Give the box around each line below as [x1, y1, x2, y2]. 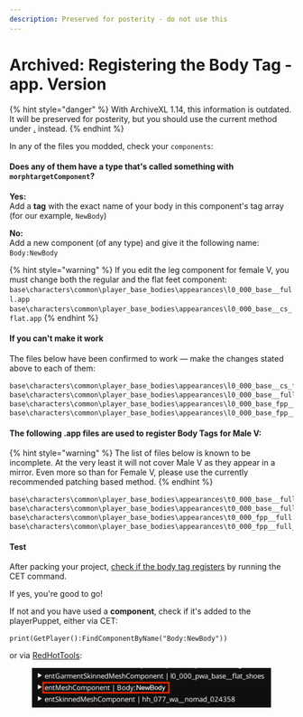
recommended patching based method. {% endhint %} [9, 476, 214, 487]
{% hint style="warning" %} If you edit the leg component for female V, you [9, 264, 290, 275]
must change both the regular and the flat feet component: [9, 274, 227, 285]
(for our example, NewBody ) [9, 210, 107, 221]
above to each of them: [9, 363, 96, 373]
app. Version [9, 73, 106, 94]
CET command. [9, 571, 68, 582]
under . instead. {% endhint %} [9, 123, 124, 134]
